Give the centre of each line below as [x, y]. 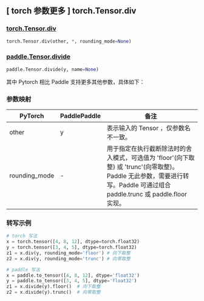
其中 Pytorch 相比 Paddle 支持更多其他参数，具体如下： [76, 81]
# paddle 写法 [23, 269]
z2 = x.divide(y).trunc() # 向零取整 [54, 292]
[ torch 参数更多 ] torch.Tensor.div [71, 11]
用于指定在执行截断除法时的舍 [149, 149]
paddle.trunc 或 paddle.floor [147, 195]
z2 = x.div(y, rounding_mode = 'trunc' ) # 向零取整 [68, 258]
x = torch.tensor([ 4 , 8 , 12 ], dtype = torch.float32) [73, 242]
